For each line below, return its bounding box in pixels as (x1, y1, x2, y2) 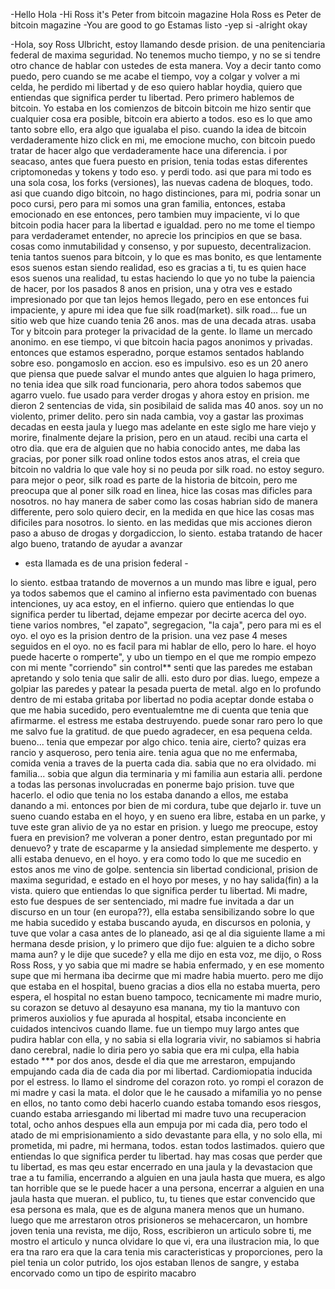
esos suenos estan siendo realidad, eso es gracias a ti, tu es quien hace (10, 262, 307, 273)
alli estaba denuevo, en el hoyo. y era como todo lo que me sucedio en (10, 853, 302, 864)
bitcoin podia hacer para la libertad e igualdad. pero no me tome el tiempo (10, 219, 316, 231)
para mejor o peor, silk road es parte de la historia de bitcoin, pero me (10, 474, 298, 486)
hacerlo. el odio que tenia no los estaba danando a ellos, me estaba (10, 789, 289, 801)
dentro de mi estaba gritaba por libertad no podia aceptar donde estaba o (10, 694, 314, 705)
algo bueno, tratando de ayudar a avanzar (10, 538, 183, 549)
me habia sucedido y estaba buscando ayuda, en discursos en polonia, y (10, 917, 311, 928)
